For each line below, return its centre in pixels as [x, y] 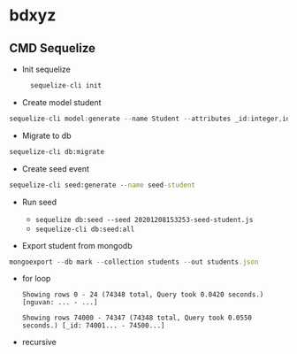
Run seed [39, 202]
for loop [36, 279]
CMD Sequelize [52, 48]
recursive [39, 342]
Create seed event [56, 168]
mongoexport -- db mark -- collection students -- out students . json [134, 262]
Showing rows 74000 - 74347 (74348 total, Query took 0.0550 [137, 318]
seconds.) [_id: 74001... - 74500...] [93, 326]
